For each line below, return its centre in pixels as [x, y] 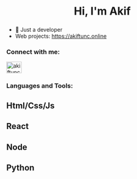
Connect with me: [33, 52]
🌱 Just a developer [39, 30]
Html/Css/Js [30, 106]
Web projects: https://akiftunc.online [61, 36]
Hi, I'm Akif [102, 11]
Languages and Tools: [40, 86]
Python [20, 168]
